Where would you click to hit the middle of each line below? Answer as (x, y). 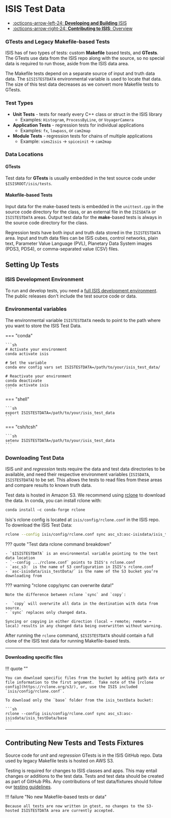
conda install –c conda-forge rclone (45, 510)
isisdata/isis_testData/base (36, 718)
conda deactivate (24, 381)
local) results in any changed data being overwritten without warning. (84, 626)
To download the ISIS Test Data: (39, 525)
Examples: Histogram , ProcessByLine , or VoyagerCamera (77, 119)
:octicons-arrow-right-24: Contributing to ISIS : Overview (73, 28)
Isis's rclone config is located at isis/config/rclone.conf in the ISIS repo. (83, 520)
